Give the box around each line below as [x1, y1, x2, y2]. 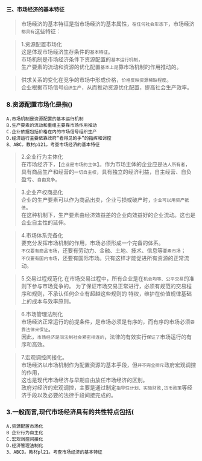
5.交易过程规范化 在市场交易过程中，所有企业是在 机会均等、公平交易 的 [21, 274, 189, 282]
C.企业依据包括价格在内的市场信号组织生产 [6, 128, 98, 134]
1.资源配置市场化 [21, 41, 62, 48]
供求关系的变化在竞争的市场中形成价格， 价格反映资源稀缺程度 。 [21, 76, 172, 84]
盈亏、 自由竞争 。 [21, 176, 61, 183]
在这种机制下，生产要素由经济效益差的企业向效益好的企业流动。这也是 [21, 211, 196, 218]
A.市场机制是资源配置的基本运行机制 [6, 116, 84, 122]
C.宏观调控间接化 [6, 436, 43, 442]
